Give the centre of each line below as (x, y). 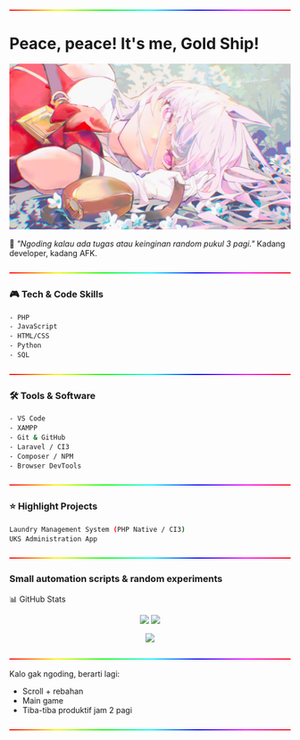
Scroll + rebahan (53, 691)
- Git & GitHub (37, 437)
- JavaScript (33, 327)
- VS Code (28, 419)
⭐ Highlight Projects (54, 506)
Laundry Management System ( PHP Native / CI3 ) (97, 529)
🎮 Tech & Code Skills (57, 295)
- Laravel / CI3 (39, 447)
